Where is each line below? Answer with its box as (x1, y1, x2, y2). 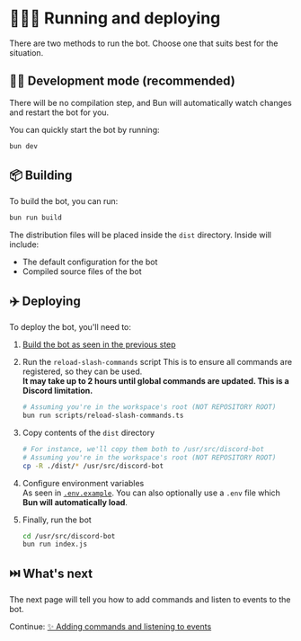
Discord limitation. (22, 386, 93, 396)
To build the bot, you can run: (9, 196, 119, 207)
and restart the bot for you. (9, 107, 110, 118)
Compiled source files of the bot (22, 266, 142, 277)
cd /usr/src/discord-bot (22, 531, 116, 540)
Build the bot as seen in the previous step (22, 339, 176, 350)
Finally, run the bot (22, 514, 92, 525)
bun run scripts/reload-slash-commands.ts (22, 411, 184, 420)
